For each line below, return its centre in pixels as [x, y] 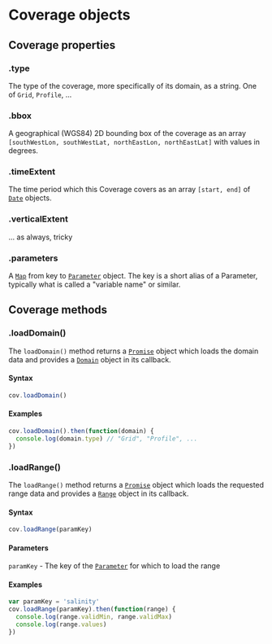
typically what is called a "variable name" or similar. [95, 285]
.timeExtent [32, 172]
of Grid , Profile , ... [40, 94]
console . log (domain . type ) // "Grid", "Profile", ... [107, 438]
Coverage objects [69, 15]
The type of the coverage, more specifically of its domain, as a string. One [133, 85]
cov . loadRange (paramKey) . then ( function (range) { [92, 609]
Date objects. [30, 198]
